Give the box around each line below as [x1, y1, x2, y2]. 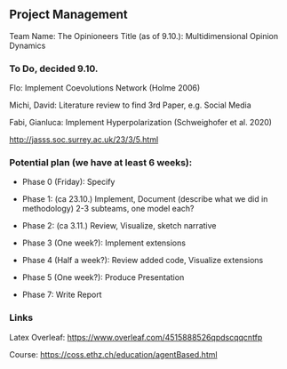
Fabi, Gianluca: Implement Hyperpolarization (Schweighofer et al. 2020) [9, 117, 273, 128]
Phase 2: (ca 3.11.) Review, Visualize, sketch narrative [21, 221, 217, 231]
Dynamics [9, 40, 46, 51]
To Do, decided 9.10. [9, 62, 99, 75]
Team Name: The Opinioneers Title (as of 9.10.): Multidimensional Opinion [9, 30, 278, 41]
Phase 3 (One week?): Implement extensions [21, 237, 187, 248]
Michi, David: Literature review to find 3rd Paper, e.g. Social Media [9, 100, 251, 110]
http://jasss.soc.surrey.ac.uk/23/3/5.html [9, 134, 159, 145]
